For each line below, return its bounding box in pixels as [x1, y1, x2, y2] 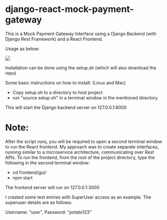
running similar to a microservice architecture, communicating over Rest [5, 149, 154, 155]
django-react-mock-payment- [5, 3, 134, 15]
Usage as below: [5, 45, 40, 51]
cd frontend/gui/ [12, 169, 47, 175]
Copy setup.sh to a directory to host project [12, 89, 103, 95]
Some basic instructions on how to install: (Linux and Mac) [5, 79, 126, 85]
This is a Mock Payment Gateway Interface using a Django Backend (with [5, 30, 156, 36]
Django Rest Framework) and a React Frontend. [5, 36, 103, 42]
